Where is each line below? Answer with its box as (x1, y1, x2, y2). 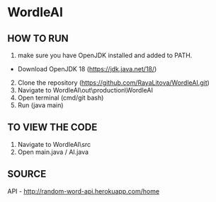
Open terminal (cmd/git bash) (17, 93, 104, 102)
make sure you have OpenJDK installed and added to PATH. (17, 51, 193, 59)
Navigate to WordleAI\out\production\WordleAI (17, 86, 154, 94)
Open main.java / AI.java (17, 148, 89, 156)
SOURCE (7, 168, 47, 180)
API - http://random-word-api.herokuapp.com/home (7, 186, 160, 195)
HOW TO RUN (7, 32, 69, 44)
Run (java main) (17, 101, 64, 109)
